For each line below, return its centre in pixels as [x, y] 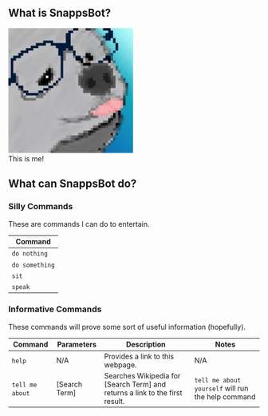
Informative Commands [55, 309]
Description [146, 345]
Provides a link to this [139, 356]
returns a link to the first [143, 392]
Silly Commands [41, 207]
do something [33, 265]
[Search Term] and [135, 384]
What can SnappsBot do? [73, 184]
